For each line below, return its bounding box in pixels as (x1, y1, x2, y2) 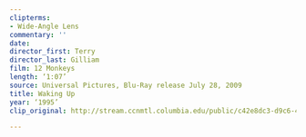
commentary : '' (9, 30, 67, 39)
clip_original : (9, 106, 67, 115)
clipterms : (9, 13, 51, 23)
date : (9, 38, 30, 48)
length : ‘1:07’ (9, 73, 67, 82)
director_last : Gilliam (9, 55, 100, 64)
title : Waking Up (9, 89, 76, 98)
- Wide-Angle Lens (9, 22, 79, 31)
